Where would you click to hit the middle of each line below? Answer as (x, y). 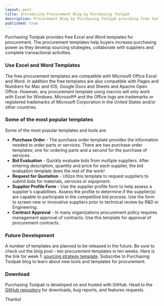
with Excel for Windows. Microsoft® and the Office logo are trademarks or (79, 97)
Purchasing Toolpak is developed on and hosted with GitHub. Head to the (79, 285)
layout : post (18, 10)
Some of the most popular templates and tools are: (56, 130)
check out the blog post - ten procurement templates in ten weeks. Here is (80, 251)
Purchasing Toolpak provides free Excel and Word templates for (69, 37)
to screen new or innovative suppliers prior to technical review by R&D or (85, 202)
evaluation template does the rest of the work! (58, 171)
